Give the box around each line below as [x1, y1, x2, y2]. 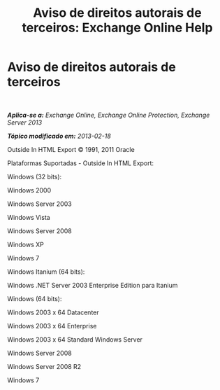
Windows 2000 [7, 186, 51, 194]
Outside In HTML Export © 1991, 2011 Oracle [7, 145, 135, 153]
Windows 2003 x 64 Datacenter [7, 308, 99, 316]
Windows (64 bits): [7, 294, 62, 302]
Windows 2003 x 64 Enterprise [7, 321, 97, 330]
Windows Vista [7, 213, 50, 221]
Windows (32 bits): [7, 172, 62, 181]
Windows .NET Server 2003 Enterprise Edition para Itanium [7, 281, 178, 289]
